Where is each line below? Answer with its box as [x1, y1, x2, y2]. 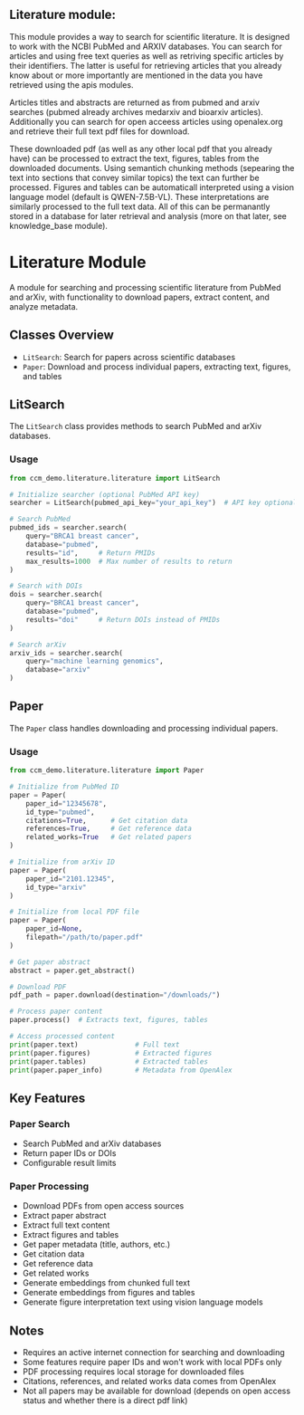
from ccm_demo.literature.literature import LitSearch [9, 473, 221, 483]
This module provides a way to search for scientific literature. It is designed [9, 31, 290, 42]
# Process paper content [9, 1007, 103, 1017]
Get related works [22, 1267, 90, 1279]
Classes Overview [9, 328, 115, 343]
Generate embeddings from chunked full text [22, 1277, 191, 1288]
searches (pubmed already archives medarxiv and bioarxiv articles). [9, 106, 264, 117]
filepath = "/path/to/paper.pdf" [25, 932, 144, 942]
